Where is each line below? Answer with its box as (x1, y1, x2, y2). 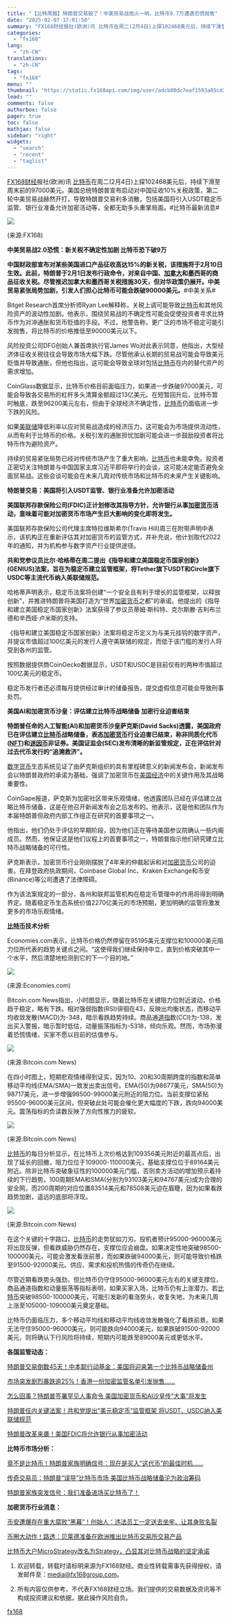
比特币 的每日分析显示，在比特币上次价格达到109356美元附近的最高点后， (7, 1149, 215, 1158)
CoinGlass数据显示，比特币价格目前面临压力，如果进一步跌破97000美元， (7, 382, 217, 390)
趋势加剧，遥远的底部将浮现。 (7, 1192, 91, 1200)
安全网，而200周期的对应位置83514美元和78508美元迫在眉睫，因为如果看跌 (7, 1184, 223, 1192)
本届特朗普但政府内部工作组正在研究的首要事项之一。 (7, 811, 158, 820)
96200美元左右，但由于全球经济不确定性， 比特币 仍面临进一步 (43, 399, 219, 407)
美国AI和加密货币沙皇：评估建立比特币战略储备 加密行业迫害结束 (7, 706, 190, 715)
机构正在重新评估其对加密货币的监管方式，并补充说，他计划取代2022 (25, 533, 221, 541)
